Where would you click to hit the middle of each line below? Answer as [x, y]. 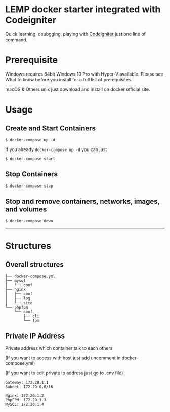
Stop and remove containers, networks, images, [83, 201]
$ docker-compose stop [29, 186]
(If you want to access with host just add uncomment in [63, 358]
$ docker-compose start [30, 159]
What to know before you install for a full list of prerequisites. [69, 79]
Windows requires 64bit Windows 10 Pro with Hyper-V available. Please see [84, 74]
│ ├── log [18, 298]
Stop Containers [32, 174]
